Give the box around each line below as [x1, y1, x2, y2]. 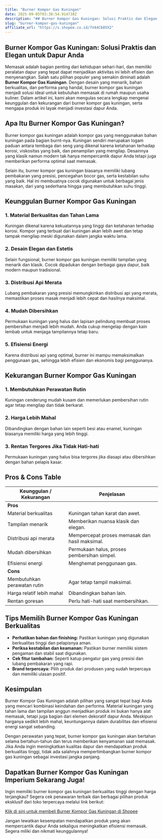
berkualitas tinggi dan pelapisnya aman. [12, 640, 92, 646]
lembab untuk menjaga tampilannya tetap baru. [5, 329, 99, 335]
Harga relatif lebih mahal [7, 590, 63, 596]
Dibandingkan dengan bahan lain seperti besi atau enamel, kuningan [5, 425, 142, 431]
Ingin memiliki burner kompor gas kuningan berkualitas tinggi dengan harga [5, 789, 156, 795]
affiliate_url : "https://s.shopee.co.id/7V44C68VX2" [5, 25, 114, 30]
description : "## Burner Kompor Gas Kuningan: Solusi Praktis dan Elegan [5, 16, 158, 21]
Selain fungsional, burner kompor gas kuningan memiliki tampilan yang [5, 256, 147, 262]
